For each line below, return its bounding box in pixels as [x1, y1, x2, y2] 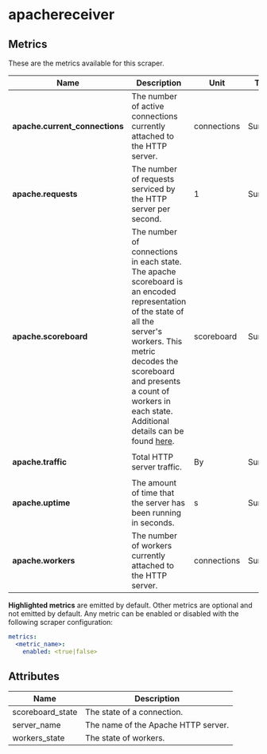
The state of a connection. [84, 707, 184, 718]
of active [131, 101, 164, 112]
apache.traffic [12, 457, 68, 467]
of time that [131, 488, 175, 498]
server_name [12, 720, 61, 731]
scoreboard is [131, 277, 184, 287]
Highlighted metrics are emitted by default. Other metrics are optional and [8, 600, 253, 610]
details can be [131, 426, 184, 436]
